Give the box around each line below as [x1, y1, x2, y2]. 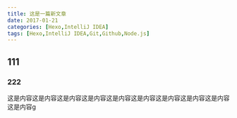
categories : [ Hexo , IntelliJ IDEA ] [7, 23, 109, 30]
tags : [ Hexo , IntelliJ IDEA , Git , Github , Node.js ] [7, 29, 150, 37]
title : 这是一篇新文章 [7, 10, 67, 18]
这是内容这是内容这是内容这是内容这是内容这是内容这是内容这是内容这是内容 [7, 93, 230, 102]
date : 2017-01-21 [7, 17, 59, 24]
